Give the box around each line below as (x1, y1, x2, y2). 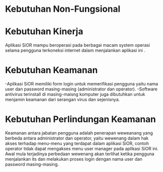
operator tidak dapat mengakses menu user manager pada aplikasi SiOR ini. (5, 146, 159, 151)
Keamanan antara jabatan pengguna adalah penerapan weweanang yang (5, 130, 153, 136)
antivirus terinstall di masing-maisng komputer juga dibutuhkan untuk (5, 91, 145, 97)
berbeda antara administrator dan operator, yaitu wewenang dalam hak (5, 135, 149, 141)
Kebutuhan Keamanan (5, 65, 98, 76)
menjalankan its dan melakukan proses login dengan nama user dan (5, 156, 142, 162)
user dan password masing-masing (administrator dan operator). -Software (5, 86, 158, 92)
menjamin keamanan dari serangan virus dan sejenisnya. (5, 97, 120, 103)
